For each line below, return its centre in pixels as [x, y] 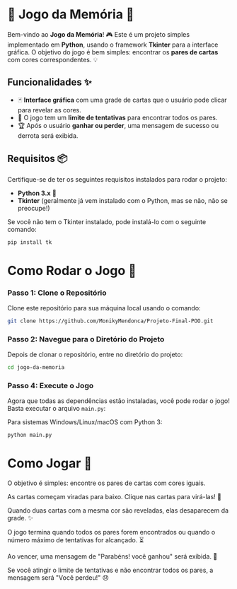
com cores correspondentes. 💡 [52, 59]
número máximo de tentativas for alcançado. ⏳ [76, 540]
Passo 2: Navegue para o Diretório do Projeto [86, 339]
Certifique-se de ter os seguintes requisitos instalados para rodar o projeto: [117, 179]
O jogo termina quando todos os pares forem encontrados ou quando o [111, 532]
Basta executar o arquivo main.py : [57, 409]
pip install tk [30, 242]
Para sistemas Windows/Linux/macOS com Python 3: [85, 422]
